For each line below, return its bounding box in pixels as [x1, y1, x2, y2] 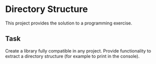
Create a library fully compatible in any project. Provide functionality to [5, 47, 151, 53]
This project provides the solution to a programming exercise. [5, 20, 132, 26]
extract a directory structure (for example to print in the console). [5, 53, 140, 59]
